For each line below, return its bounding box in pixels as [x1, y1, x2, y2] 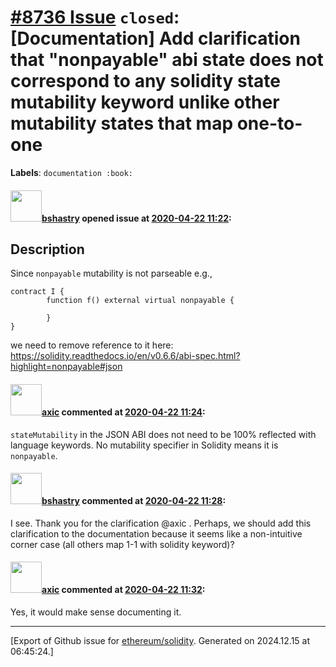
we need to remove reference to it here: [10, 339, 174, 351]
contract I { [10, 287, 65, 297]
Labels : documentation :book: [10, 166, 134, 178]
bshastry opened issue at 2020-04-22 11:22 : [41, 212, 232, 224]
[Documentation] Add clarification [10, 27, 301, 50]
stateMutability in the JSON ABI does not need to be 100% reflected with [10, 428, 317, 440]
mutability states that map [10, 112, 234, 135]
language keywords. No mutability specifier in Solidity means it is [10, 439, 279, 451]
